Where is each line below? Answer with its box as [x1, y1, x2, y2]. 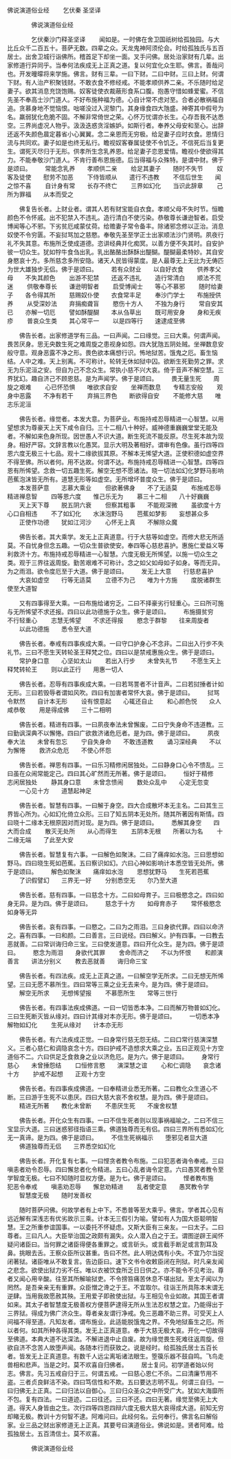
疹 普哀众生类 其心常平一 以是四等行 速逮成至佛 [7, 317, 186, 325]
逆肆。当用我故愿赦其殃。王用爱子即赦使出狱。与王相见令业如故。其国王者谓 [7, 1292, 224, 1300]
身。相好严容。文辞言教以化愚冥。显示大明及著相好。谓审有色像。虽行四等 [7, 441, 218, 449]
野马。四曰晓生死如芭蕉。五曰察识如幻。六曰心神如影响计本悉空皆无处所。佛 [7, 859, 224, 867]
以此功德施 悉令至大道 [19, 625, 91, 633]
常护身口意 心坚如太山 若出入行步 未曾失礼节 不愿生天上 [19, 657, 221, 664]
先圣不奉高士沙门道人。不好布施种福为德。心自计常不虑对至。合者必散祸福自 [7, 96, 224, 103]
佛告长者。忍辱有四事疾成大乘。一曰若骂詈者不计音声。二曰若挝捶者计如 [19, 680, 224, 688]
